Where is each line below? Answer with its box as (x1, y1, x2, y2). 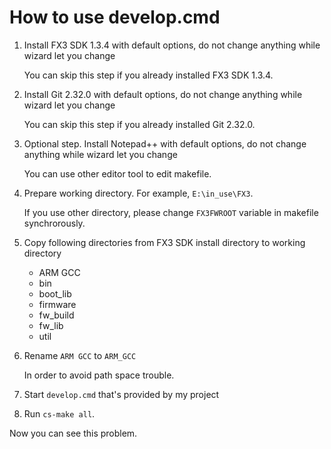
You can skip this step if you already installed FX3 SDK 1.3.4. (23, 69, 274, 81)
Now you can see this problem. (9, 427, 138, 439)
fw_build (38, 309, 75, 321)
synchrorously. (23, 217, 86, 229)
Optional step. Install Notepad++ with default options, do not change (23, 137, 307, 150)
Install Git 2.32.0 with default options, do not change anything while (23, 88, 303, 100)
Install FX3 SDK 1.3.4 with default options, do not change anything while (23, 39, 321, 51)
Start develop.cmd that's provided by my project (23, 388, 220, 400)
